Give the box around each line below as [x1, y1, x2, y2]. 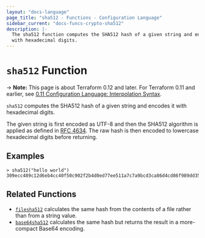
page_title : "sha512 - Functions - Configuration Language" [6, 15, 163, 21]
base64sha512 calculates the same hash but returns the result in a [15, 218, 179, 226]
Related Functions [6, 189, 77, 200]
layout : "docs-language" [6, 9, 70, 15]
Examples [6, 151, 45, 162]
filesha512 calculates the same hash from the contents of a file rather [15, 205, 192, 212]
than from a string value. [15, 212, 77, 219]
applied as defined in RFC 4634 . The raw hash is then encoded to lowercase [6, 126, 199, 134]
